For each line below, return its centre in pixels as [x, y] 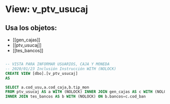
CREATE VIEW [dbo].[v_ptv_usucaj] [42, 73]
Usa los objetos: [31, 28]
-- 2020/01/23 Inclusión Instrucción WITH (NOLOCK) [61, 69]
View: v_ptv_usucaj [47, 9]
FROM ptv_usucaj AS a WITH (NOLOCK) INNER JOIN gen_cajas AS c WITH [79, 92]
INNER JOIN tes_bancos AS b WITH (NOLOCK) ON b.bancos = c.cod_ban [75, 96]
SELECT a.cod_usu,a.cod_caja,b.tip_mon [47, 87]
